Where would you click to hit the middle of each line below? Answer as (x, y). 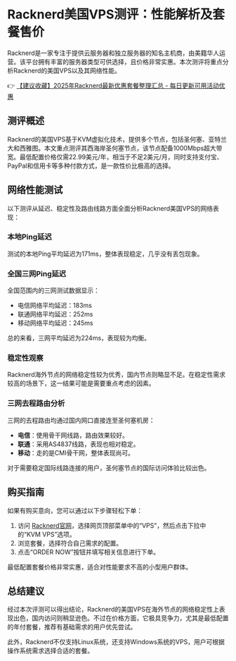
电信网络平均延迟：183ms (55, 305)
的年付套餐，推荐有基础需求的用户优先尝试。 (72, 627)
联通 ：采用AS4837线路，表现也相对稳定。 (78, 444)
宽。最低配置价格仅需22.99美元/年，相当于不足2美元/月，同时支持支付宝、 (115, 156)
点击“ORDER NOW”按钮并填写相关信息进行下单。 (88, 552)
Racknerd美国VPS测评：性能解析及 (110, 14)
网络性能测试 (35, 190)
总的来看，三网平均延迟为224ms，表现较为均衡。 (79, 338)
